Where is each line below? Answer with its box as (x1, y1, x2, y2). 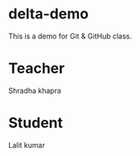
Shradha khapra (8, 86, 62, 95)
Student (8, 114, 64, 132)
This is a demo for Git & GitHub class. (8, 31, 133, 41)
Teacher (8, 59, 65, 78)
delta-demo (8, 5, 89, 23)
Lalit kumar (8, 140, 46, 150)
